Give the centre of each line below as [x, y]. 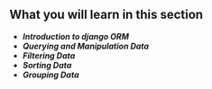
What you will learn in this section [106, 15]
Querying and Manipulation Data [86, 46]
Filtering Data [49, 55]
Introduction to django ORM [75, 36]
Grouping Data [51, 75]
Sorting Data [47, 65]
